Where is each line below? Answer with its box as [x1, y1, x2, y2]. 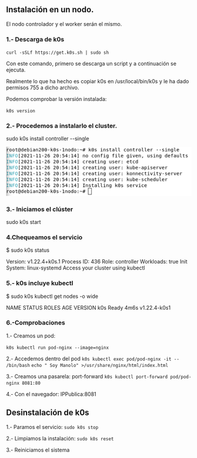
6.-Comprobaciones [6, 319, 66, 327]
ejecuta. [6, 66, 26, 73]
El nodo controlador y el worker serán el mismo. [6, 20, 122, 27]
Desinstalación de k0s [6, 408, 89, 418]
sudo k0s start [6, 218, 41, 225]
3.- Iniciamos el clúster [6, 205, 74, 213]
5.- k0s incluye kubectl [6, 279, 74, 287]
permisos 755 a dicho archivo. [6, 84, 79, 91]
